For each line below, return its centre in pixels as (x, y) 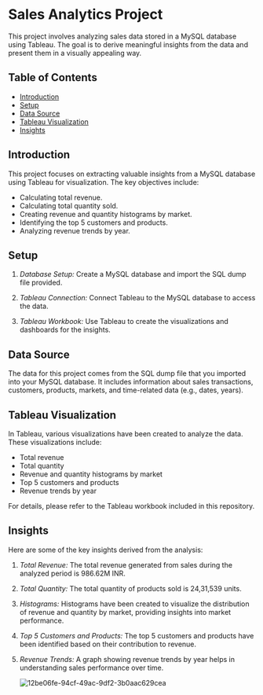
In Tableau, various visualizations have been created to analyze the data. (126, 434)
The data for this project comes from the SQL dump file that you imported (127, 373)
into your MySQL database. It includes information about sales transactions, (131, 382)
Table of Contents (53, 77)
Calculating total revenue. (61, 197)
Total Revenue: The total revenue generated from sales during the (126, 564)
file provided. (41, 283)
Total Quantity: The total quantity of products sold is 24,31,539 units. (130, 588)
